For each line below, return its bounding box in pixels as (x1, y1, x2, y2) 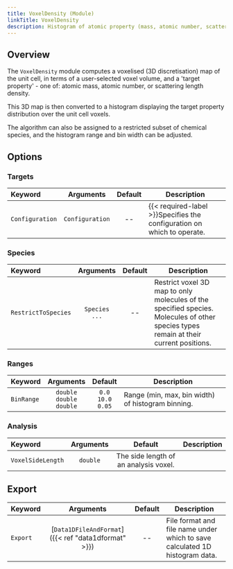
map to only (154, 286, 193, 296)
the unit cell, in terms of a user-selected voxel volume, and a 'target (7, 74, 200, 83)
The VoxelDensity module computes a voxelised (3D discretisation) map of (7, 67, 221, 76)
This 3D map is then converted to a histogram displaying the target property (7, 103, 225, 111)
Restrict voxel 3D (154, 278, 210, 288)
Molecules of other (154, 313, 216, 322)
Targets (7, 171, 34, 181)
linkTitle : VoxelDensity (7, 17, 79, 24)
